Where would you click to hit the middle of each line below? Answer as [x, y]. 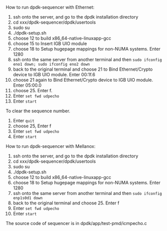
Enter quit [24, 121]
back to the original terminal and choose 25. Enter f [66, 203]
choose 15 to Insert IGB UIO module [50, 44]
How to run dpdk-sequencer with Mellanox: [51, 146]
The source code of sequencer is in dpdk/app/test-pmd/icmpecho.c [76, 223]
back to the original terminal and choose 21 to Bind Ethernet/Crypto [83, 69]
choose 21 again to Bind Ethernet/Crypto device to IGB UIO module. [83, 80]
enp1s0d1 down [28, 198]
